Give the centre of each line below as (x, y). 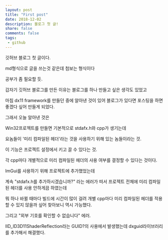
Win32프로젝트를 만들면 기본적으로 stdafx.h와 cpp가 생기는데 (66, 128)
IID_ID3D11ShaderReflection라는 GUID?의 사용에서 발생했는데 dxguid (74, 226)
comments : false (22, 33)
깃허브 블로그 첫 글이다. (28, 57)
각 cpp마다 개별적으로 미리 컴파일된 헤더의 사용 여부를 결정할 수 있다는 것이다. (81, 160)
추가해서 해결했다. (28, 232)
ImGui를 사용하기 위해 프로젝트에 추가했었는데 (50, 171)
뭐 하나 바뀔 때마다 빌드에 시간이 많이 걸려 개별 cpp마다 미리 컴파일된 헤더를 (79, 198)
